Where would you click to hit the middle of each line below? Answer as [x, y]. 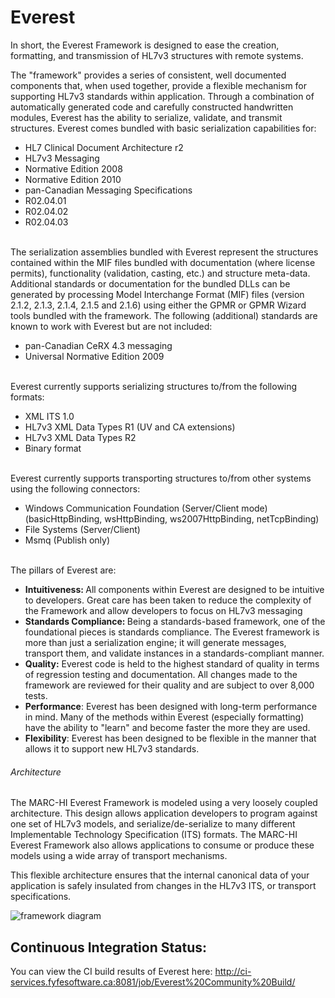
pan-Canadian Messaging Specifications [108, 190]
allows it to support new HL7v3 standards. [112, 748]
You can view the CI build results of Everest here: [111, 971]
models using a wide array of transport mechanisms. [119, 856]
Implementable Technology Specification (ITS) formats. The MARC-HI [154, 835]
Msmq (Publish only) [67, 540]
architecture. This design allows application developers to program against [164, 813]
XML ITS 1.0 [49, 416]
